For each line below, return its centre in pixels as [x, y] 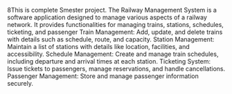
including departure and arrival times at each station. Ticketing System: [109, 61]
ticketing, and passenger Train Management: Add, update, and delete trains [115, 32]
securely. [20, 83]
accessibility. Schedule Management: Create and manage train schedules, [113, 54]
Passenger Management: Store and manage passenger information [103, 76]
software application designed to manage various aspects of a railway [107, 17]
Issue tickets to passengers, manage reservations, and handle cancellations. [116, 69]
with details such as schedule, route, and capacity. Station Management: [111, 39]
